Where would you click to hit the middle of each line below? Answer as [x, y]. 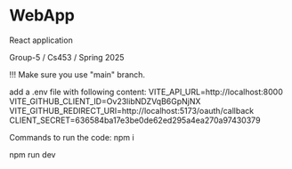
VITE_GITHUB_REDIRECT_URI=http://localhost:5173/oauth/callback [132, 110]
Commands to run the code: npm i [72, 137]
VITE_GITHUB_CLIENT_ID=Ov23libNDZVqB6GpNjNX [105, 101]
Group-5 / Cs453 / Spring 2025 [67, 57]
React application [41, 40]
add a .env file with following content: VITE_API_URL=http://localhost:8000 [146, 92]
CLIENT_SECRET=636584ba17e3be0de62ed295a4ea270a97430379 [135, 120]
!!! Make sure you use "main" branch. [77, 74]
